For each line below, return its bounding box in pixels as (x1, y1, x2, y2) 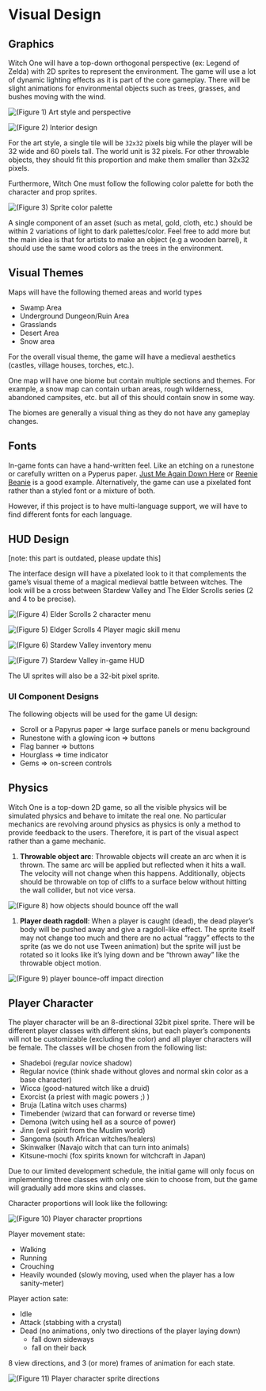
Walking (19, 1245, 47, 1254)
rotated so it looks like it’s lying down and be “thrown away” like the (19, 950, 240, 959)
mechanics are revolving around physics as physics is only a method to (8, 819, 241, 829)
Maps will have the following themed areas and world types (8, 287, 203, 297)
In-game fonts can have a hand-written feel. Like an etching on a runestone (8, 460, 255, 470)
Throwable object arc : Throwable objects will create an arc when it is (19, 851, 247, 861)
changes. (8, 416, 39, 426)
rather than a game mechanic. (8, 836, 107, 846)
